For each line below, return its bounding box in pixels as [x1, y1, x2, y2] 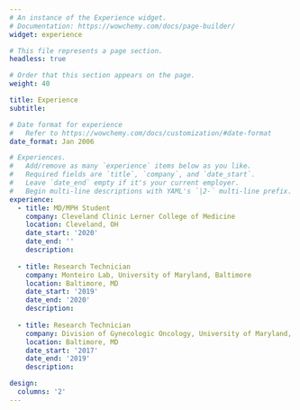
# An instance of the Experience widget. [9, 13, 168, 23]
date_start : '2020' [25, 229, 99, 238]
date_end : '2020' [25, 296, 91, 305]
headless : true [9, 55, 67, 64]
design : [9, 379, 39, 388]
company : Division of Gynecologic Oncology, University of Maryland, [25, 329, 293, 338]
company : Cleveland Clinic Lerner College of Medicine [25, 212, 236, 221]
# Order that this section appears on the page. [9, 71, 195, 80]
